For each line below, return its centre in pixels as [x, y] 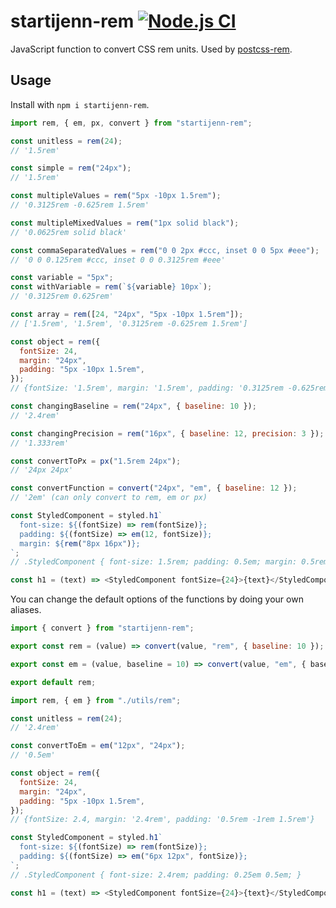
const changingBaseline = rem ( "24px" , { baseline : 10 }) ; [133, 406]
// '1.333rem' [40, 443]
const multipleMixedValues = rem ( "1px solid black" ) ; [125, 223]
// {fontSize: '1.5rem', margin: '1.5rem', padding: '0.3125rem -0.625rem [169, 388]
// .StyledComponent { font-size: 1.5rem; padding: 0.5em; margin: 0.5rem [169, 562]
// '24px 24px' [42, 470]
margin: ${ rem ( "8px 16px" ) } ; [80, 543]
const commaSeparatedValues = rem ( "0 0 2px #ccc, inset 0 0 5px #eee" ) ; [165, 250]
